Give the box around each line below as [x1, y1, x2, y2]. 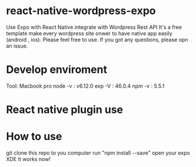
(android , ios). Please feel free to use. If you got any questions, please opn [6, 36, 188, 43]
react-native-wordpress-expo [6, 4, 156, 18]
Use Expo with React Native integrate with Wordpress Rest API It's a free [6, 24, 182, 31]
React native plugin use [6, 103, 124, 116]
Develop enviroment [6, 63, 108, 76]
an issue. [6, 42, 28, 49]
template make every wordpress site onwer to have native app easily [6, 29, 172, 36]
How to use [6, 130, 62, 143]
